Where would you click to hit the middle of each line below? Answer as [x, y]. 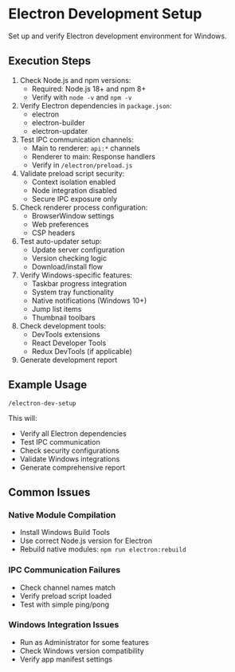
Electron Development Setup [105, 14]
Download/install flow [67, 266]
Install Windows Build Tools [65, 532]
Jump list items [57, 308]
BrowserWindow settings [73, 215]
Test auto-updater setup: [61, 241]
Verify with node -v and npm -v [82, 97]
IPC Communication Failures [65, 570]
